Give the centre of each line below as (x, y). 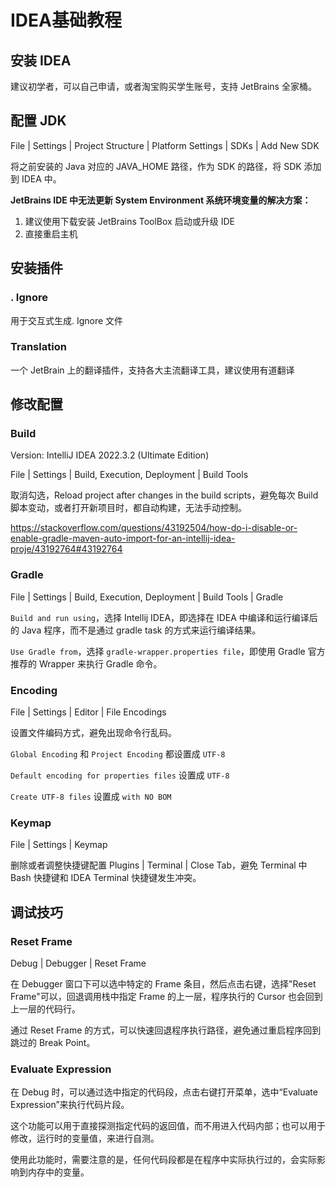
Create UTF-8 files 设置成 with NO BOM (91, 797)
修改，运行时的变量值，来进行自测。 (85, 1138)
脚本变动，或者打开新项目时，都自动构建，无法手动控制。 (128, 508)
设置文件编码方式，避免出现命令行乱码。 (93, 733)
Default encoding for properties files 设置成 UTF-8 (120, 775)
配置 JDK (38, 121)
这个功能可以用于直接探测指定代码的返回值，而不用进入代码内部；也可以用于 (168, 1126)
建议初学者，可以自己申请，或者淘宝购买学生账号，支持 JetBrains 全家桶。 (163, 86)
